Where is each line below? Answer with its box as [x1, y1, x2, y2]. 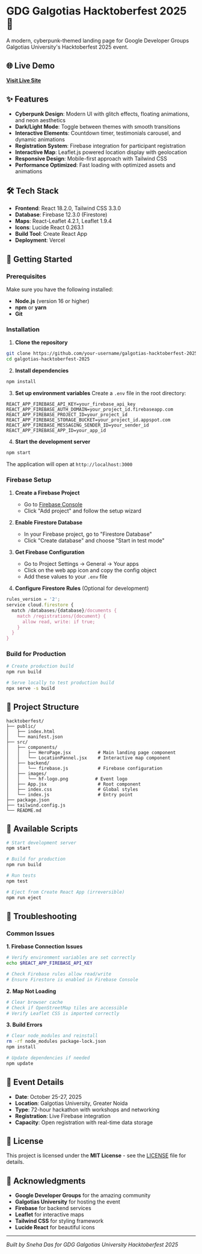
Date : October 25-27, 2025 [14, 1093, 82, 1100]
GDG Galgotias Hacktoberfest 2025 [6, 4, 187, 18]
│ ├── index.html [6, 728, 55, 734]
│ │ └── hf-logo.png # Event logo [6, 776, 128, 782]
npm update [6, 1060, 34, 1066]
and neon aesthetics [14, 116, 66, 124]
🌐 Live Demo [6, 61, 55, 71]
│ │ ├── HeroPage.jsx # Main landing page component [6, 749, 176, 755]
